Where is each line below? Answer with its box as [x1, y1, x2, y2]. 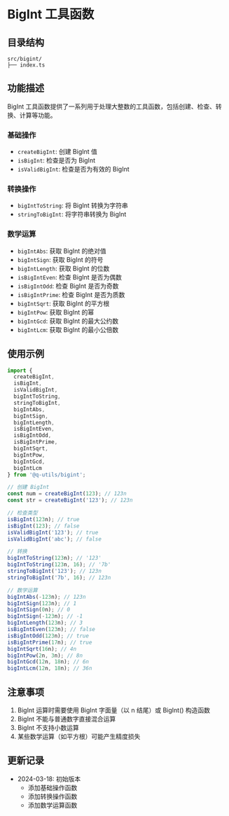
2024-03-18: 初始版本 [17, 775, 81, 783]
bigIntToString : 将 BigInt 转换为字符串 [17, 201, 128, 210]
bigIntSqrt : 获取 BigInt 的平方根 [17, 299, 110, 307]
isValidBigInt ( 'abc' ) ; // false [7, 535, 102, 543]
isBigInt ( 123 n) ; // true [7, 516, 80, 523]
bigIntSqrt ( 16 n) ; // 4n [7, 645, 77, 652]
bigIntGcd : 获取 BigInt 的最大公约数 [17, 317, 119, 325]
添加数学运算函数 [27, 801, 78, 809]
